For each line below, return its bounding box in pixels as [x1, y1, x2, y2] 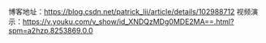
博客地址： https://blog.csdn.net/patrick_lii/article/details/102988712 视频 [8, 7, 251, 16]
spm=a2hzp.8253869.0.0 [8, 26, 93, 35]
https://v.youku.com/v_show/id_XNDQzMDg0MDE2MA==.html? [23, 17, 234, 26]
